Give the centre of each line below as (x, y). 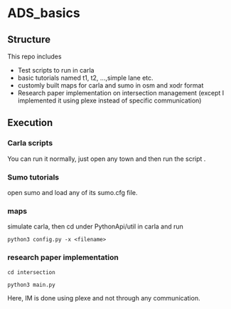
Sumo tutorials (33, 177)
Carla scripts (30, 143)
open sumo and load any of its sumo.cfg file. (72, 192)
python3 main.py (31, 285)
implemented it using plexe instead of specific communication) (109, 100)
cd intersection (31, 272)
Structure (29, 40)
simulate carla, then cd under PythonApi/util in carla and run (95, 226)
